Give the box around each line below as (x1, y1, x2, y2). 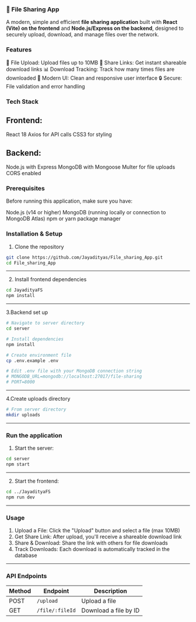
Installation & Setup (6, 230, 63, 238)
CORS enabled (6, 170, 41, 177)
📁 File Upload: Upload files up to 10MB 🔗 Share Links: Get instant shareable (6, 59, 187, 66)
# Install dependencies (6, 336, 64, 342)
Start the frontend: (14, 477, 60, 484)
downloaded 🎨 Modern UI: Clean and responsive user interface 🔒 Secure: (6, 74, 183, 81)
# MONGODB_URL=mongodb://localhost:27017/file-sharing (6, 374, 142, 380)
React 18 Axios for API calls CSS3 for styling (6, 131, 112, 138)
